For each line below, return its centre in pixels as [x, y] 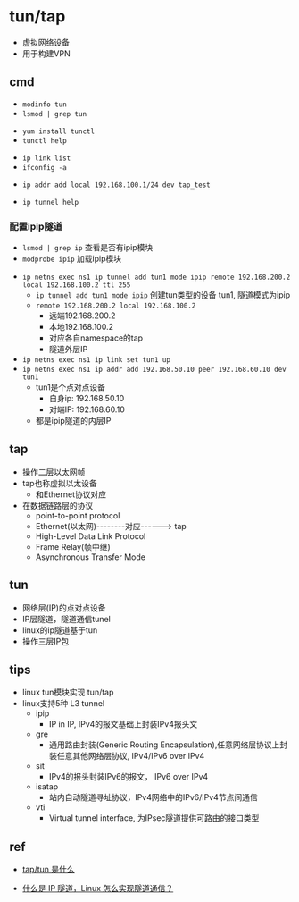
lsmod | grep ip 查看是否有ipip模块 [87, 248]
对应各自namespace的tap [96, 338]
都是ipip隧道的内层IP [73, 421]
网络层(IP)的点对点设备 [64, 607]
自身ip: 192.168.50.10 [87, 399]
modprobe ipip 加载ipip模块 [72, 259]
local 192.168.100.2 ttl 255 [76, 285]
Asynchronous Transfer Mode [90, 557]
